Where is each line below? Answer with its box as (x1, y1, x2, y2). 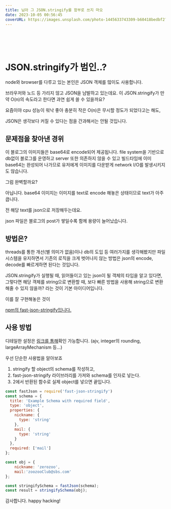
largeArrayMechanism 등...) (5, 344, 63, 350)
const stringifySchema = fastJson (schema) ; (5, 483, 99, 488)
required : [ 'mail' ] (10, 446, 51, 451)
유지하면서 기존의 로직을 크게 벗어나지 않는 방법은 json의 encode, (22, 255, 154, 261)
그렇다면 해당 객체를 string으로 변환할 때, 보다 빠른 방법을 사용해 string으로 (5, 279, 154, 285)
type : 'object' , (10, 403, 44, 408)
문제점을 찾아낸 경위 (5, 134, 64, 143)
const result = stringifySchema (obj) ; (5, 488, 88, 493)
